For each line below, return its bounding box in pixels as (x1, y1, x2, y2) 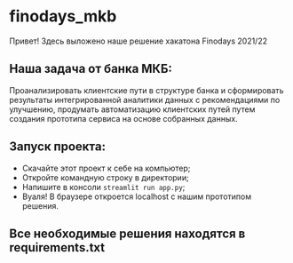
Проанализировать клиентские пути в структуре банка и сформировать (9, 84, 284, 95)
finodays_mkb (9, 6, 117, 27)
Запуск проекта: (9, 139, 107, 155)
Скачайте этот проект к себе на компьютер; (21, 163, 191, 173)
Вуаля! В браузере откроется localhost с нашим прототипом (21, 191, 251, 202)
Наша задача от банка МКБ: (9, 61, 173, 76)
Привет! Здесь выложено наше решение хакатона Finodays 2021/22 (9, 36, 268, 46)
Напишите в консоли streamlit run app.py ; (21, 181, 186, 192)
